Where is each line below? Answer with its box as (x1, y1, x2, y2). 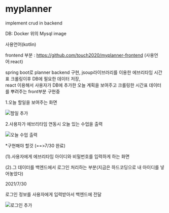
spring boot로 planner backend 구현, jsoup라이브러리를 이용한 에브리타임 (5, 69, 153, 75)
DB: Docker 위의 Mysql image (5, 30, 67, 36)
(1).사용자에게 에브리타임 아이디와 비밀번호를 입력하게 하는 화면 (5, 153, 130, 159)
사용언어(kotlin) (5, 41, 37, 47)
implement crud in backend (5, 20, 62, 26)
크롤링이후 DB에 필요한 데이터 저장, (10, 75, 81, 82)
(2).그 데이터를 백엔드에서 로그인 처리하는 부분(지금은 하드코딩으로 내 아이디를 (5, 164, 159, 170)
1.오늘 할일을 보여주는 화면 (5, 99, 57, 105)
